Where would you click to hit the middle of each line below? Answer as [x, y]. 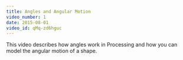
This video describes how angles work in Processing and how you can [92, 45]
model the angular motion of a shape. [52, 51]
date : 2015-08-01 [27, 22]
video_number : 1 [26, 17]
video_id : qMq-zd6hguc [34, 28]
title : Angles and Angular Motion [49, 11]
